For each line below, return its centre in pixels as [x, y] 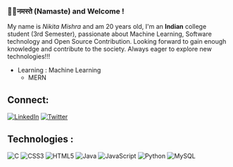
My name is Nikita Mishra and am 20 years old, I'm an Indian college [107, 27]
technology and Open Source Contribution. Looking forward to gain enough [117, 42]
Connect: [28, 100]
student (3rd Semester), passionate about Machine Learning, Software [110, 34]
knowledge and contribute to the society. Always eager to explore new [110, 49]
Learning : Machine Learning [59, 70]
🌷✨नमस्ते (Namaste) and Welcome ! [66, 11]
